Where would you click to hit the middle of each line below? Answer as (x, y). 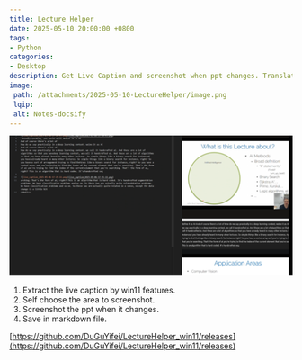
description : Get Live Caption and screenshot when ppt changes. (134, 76)
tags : (19, 38)
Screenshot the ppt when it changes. (91, 310)
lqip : (23, 104)
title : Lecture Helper (52, 19)
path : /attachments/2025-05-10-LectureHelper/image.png (120, 94)
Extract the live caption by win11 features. (99, 290)
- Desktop (28, 67)
